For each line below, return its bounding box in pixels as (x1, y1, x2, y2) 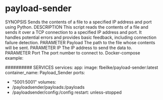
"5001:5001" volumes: (12, 79, 56, 85)
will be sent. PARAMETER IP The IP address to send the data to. (5, 45, 132, 50)
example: (5, 55, 23, 61)
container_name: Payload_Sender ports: (5, 69, 85, 75)
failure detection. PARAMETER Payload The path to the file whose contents (5, 39, 156, 45)
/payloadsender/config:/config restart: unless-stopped (12, 89, 122, 95)
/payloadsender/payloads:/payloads (12, 84, 85, 90)
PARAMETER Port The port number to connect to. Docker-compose (5, 50, 140, 56)
